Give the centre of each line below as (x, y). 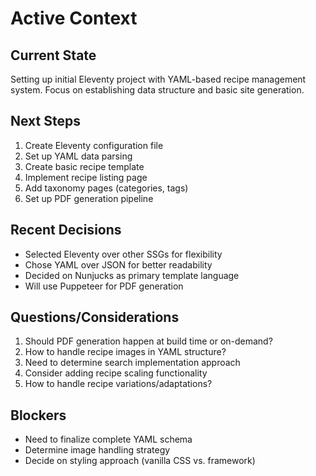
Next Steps (45, 121)
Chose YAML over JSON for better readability (118, 264)
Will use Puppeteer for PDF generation (104, 286)
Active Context (74, 18)
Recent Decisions (66, 230)
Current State (53, 55)
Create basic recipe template (84, 166)
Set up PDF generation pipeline (89, 198)
